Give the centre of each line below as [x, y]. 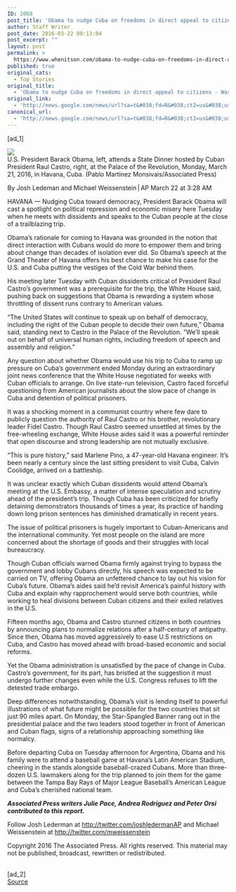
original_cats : [29, 72]
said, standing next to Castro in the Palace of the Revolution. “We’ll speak [113, 332]
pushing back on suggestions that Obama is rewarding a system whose [111, 295]
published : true [31, 66]
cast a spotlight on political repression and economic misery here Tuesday [115, 209]
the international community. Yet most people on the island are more [106, 535]
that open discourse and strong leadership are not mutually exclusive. [108, 441]
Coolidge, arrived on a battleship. [55, 470]
